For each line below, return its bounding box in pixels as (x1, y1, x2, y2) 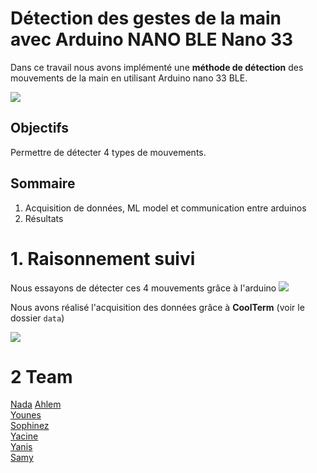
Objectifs (10, 120, 70, 137)
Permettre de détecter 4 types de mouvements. (10, 146, 207, 158)
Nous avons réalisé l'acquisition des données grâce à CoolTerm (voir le (10, 301, 305, 313)
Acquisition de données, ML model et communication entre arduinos (24, 202, 307, 214)
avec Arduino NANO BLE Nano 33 (10, 28, 294, 51)
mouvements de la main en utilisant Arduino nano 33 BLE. (10, 72, 248, 84)
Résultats (24, 212, 64, 224)
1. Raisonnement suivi (10, 247, 196, 270)
